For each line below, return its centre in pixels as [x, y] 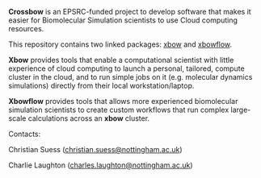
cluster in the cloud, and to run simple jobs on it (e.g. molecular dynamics [130, 77]
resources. [26, 29]
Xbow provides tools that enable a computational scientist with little [121, 60]
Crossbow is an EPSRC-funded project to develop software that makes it [130, 12]
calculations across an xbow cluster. [89, 118]
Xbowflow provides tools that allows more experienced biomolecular [123, 101]
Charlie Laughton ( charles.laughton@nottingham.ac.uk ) [101, 165]
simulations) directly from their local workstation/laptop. [101, 85]
